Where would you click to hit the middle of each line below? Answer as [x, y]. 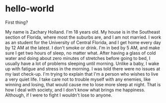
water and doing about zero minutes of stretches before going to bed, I [78, 58]
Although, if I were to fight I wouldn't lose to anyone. [59, 95]
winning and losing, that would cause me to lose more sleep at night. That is [83, 84]
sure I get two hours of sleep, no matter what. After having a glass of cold [81, 53]
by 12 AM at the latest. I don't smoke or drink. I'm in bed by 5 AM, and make [83, 48]
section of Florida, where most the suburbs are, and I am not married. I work [83, 37]
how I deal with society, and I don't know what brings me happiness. [75, 90]
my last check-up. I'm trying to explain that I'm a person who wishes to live [82, 74]
